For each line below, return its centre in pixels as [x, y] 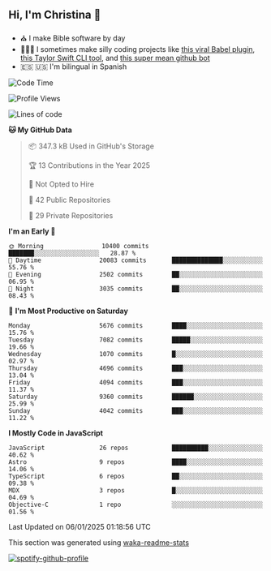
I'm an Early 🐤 [32, 231]
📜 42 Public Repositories [69, 200]
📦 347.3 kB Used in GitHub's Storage [91, 146]
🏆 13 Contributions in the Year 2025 [89, 165]
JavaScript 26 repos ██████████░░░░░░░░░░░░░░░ [136, 448]
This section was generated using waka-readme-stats [99, 542]
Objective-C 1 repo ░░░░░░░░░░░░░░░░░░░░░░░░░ [136, 504]
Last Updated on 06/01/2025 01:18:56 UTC [80, 526]
